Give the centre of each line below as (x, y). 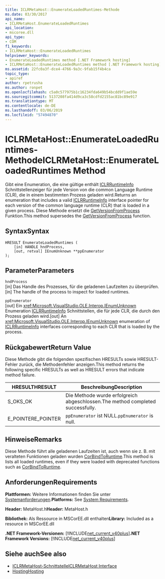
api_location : (20, 28)
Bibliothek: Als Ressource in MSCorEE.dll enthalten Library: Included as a (79, 518)
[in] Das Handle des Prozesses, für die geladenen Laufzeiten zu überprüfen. (82, 287)
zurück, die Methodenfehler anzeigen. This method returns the (82, 364)
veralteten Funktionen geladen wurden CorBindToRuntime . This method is (79, 456)
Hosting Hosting (28, 571)
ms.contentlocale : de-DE (30, 106)
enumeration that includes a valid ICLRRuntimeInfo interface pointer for (77, 200)
